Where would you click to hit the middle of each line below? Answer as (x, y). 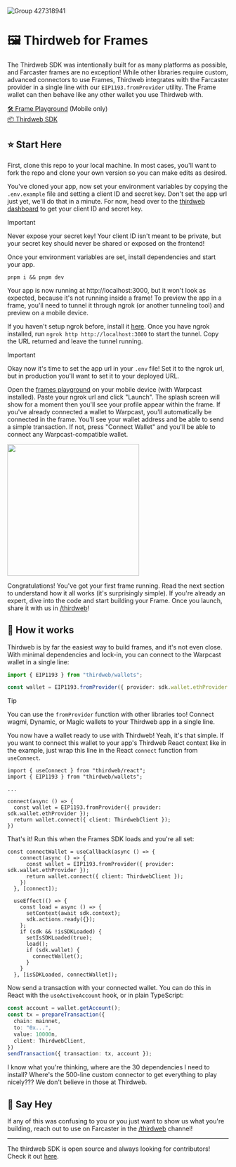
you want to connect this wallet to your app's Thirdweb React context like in (117, 743)
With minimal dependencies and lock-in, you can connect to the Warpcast (114, 654)
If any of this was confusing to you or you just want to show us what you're (116, 1121)
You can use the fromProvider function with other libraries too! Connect (111, 714)
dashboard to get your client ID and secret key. (75, 209)
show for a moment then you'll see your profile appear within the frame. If (114, 404)
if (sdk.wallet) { (53, 950)
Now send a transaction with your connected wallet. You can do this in (109, 988)
